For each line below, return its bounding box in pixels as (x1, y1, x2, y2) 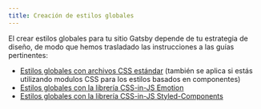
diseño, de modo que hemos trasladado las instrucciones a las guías (8, 41, 235, 52)
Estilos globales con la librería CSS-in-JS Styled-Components (19, 91, 224, 100)
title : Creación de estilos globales (8, 11, 135, 20)
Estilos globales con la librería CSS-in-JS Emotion (19, 83, 184, 92)
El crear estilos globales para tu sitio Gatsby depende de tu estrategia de (8, 33, 248, 43)
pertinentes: (8, 50, 48, 60)
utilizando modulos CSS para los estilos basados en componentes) (19, 74, 241, 84)
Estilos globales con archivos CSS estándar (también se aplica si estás (19, 65, 254, 76)
